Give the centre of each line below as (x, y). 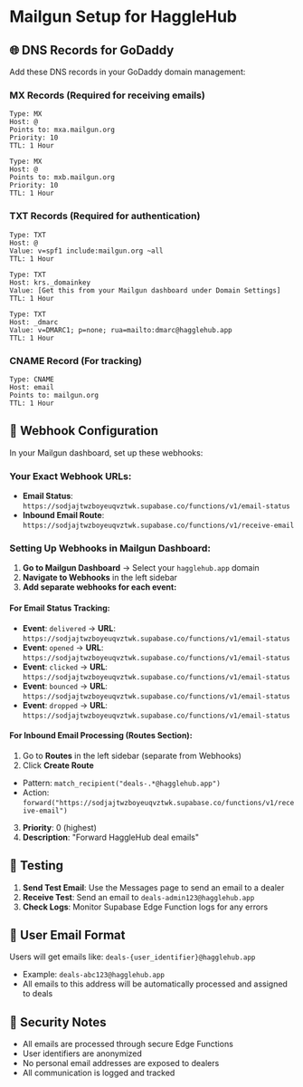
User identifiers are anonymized (82, 1053)
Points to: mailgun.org (54, 395)
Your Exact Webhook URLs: (71, 476)
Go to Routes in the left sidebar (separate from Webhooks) (132, 755)
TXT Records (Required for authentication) (105, 216)
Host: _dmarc (34, 322)
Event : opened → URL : (63, 647)
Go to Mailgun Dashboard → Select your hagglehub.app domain (141, 568)
